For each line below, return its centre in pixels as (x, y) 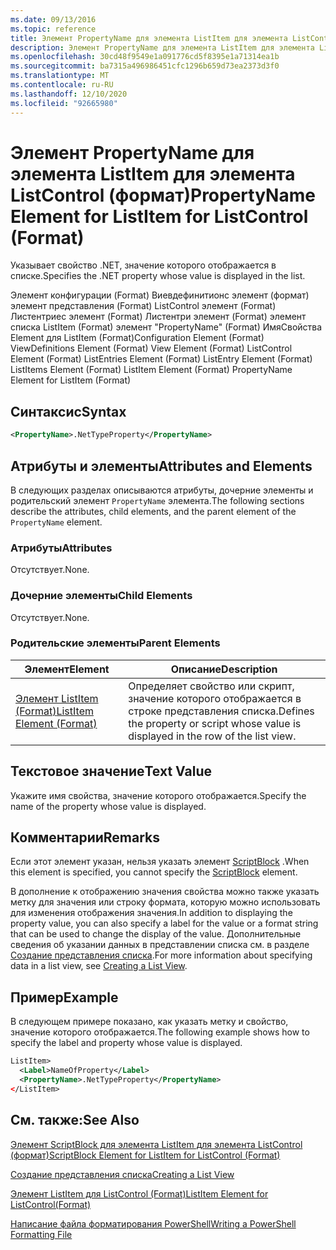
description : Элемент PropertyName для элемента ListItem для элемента (162, 47)
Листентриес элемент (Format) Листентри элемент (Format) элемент (158, 317)
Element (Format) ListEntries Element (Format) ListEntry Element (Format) (161, 359)
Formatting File (41, 1234)
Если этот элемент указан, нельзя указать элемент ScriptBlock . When (160, 862)
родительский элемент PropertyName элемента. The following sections (157, 500)
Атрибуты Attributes (61, 548)
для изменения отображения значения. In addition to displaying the (151, 913)
